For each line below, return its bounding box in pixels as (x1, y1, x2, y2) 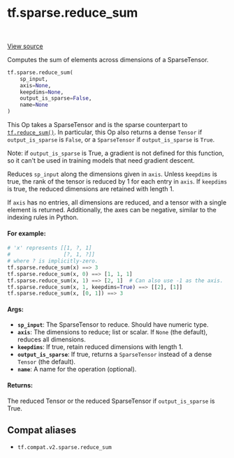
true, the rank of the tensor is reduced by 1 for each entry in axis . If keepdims (7, 177, 228, 186)
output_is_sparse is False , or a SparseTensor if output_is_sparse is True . (7, 135, 215, 144)
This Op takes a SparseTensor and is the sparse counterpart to (7, 121, 188, 129)
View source (7, 42, 43, 50)
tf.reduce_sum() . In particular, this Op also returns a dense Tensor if (7, 128, 203, 137)
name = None (20, 101, 49, 109)
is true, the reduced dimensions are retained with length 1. (7, 185, 175, 193)
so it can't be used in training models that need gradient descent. (7, 156, 196, 165)
